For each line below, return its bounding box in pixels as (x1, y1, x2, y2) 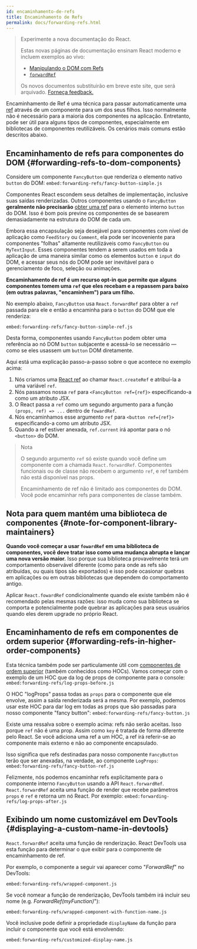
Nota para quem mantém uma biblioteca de (6, 509, 168, 519)
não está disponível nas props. (20, 474, 95, 481)
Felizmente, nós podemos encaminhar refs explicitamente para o (6, 774, 163, 781)
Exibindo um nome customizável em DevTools (6, 815, 178, 825)
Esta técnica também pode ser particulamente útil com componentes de (6, 661, 181, 668)
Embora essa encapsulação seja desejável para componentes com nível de (6, 227, 188, 234)
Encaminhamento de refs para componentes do (6, 148, 184, 158)
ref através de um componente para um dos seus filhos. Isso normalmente (6, 107, 187, 114)
